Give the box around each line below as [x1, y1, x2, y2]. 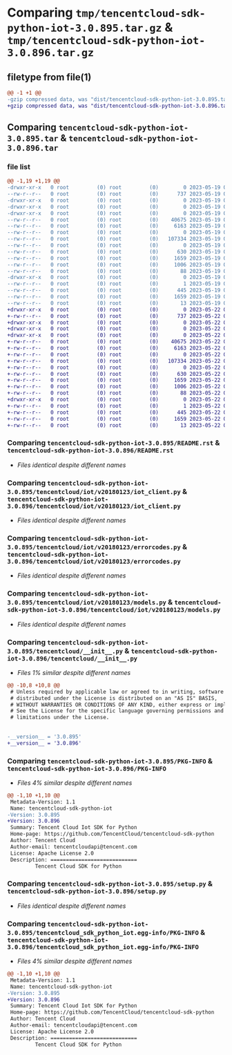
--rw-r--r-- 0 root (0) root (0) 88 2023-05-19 [7, 267, 221, 274]
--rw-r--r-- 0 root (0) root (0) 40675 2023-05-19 [7, 216, 221, 223]
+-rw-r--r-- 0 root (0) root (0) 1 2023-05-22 [7, 402, 221, 409]
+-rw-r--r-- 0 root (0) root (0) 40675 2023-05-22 [7, 339, 221, 345]
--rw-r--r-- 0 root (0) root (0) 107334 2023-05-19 [7, 236, 221, 243]
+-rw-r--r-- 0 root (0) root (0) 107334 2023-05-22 [7, 357, 221, 364]
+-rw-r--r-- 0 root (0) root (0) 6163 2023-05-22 [7, 345, 221, 352]
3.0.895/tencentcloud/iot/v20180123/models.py [7, 599, 167, 607]
